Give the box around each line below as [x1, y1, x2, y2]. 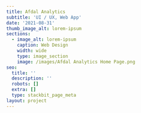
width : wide [17, 48, 47, 54]
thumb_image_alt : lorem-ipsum [6, 25, 82, 32]
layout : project [6, 97, 47, 103]
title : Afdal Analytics [6, 8, 66, 15]
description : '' [11, 75, 52, 81]
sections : [6, 31, 31, 37]
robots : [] [11, 81, 39, 87]
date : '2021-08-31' [6, 20, 55, 26]
